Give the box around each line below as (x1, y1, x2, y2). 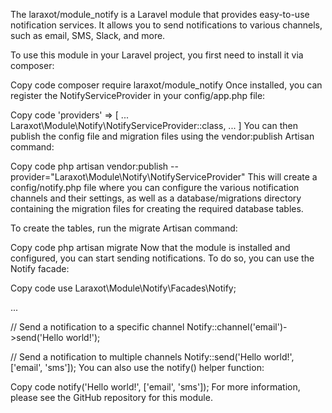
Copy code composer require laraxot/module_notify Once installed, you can (10, 79, 323, 91)
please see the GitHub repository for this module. (10, 392, 213, 403)
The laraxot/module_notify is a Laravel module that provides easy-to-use (10, 9, 310, 20)
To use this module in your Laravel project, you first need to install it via (10, 49, 304, 61)
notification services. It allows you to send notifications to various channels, (10, 19, 323, 31)
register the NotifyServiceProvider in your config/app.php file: (10, 90, 266, 101)
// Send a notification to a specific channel (10, 321, 185, 333)
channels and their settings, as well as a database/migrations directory (10, 192, 302, 204)
